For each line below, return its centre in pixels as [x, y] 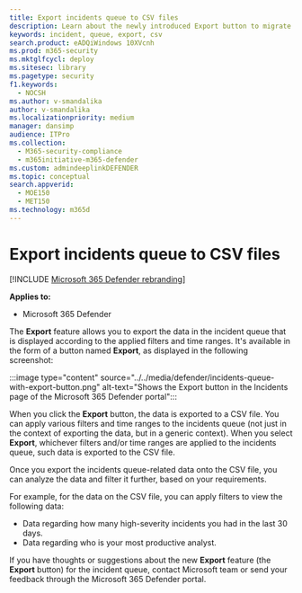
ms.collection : [38, 143]
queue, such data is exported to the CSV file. [92, 452]
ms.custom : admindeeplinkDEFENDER [74, 168]
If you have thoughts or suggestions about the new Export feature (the [140, 560]
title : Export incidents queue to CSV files [94, 18]
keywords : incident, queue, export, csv [86, 34]
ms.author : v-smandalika [56, 101]
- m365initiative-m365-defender [78, 159]
